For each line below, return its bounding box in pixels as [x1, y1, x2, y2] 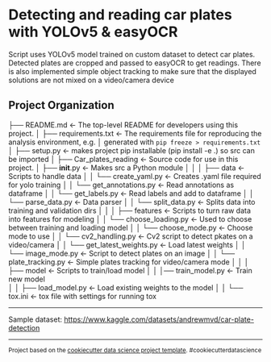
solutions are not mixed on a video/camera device [8, 75, 175, 85]
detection [8, 322, 40, 332]
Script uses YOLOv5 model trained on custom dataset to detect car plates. [8, 49, 256, 59]
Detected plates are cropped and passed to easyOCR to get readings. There [8, 58, 261, 68]
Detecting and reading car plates [8, 6, 232, 24]
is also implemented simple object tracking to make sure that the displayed [8, 66, 256, 76]
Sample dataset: [8, 314, 63, 324]
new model [8, 274, 46, 284]
